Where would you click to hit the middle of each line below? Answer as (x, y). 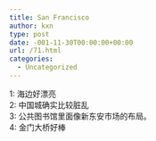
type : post (29, 34)
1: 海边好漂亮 (33, 94)
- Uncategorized (47, 68)
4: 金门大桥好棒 (38, 127)
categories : (31, 59)
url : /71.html (36, 51)
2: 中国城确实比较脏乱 (49, 104)
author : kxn (31, 26)
